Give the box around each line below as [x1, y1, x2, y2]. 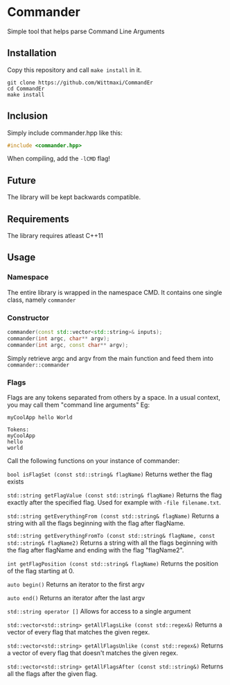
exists [7, 477, 24, 486]
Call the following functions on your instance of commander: [7, 456, 180, 465]
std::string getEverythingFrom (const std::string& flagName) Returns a [7, 511, 220, 520]
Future [7, 174, 37, 186]
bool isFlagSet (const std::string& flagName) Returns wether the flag [7, 470, 213, 478]
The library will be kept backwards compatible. [7, 193, 141, 201]
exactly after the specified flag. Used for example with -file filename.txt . [7, 498, 222, 507]
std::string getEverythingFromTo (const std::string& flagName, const [7, 532, 215, 539]
